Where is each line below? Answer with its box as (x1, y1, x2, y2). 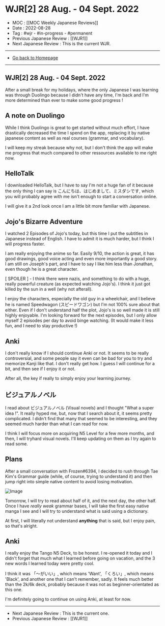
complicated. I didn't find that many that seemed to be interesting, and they (5, 415, 158, 421)
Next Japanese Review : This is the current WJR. (12, 40, 111, 46)
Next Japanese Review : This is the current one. (12, 610, 110, 616)
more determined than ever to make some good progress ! (5, 97, 123, 103)
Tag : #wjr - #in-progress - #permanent (12, 30, 92, 36)
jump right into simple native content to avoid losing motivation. (5, 478, 134, 484)
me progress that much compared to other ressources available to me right (5, 150, 157, 156)
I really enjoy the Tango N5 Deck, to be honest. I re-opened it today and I (5, 550, 153, 556)
